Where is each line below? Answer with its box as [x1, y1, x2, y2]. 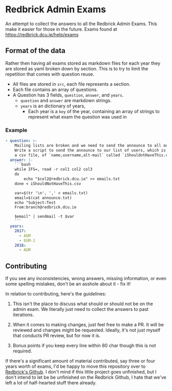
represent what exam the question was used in [28, 114, 127, 120]
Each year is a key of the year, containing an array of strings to [28, 108, 160, 114]
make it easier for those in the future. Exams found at [5, 26, 118, 32]
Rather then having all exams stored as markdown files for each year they [5, 60, 161, 66]
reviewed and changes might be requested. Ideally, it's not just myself [12, 327, 161, 333]
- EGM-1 [18, 238, 36, 243]
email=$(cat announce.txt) [14, 195, 72, 200]
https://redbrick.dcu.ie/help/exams [5, 31, 79, 38]
